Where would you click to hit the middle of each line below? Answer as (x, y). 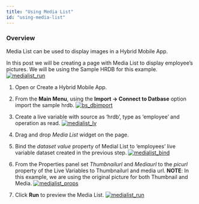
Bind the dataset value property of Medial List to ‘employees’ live (95, 146)
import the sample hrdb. (45, 105)
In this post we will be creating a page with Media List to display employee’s (100, 63)
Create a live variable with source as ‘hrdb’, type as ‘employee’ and (97, 117)
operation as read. (37, 123)
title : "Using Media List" (40, 12)
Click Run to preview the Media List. (59, 194)
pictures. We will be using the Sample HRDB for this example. (82, 69)
